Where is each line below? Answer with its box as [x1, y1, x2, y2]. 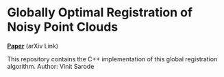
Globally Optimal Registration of [7, 5, 193, 20]
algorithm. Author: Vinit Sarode [7, 62, 95, 70]
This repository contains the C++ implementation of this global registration [7, 55, 218, 63]
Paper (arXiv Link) [7, 42, 59, 50]
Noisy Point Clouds [7, 19, 119, 35]
